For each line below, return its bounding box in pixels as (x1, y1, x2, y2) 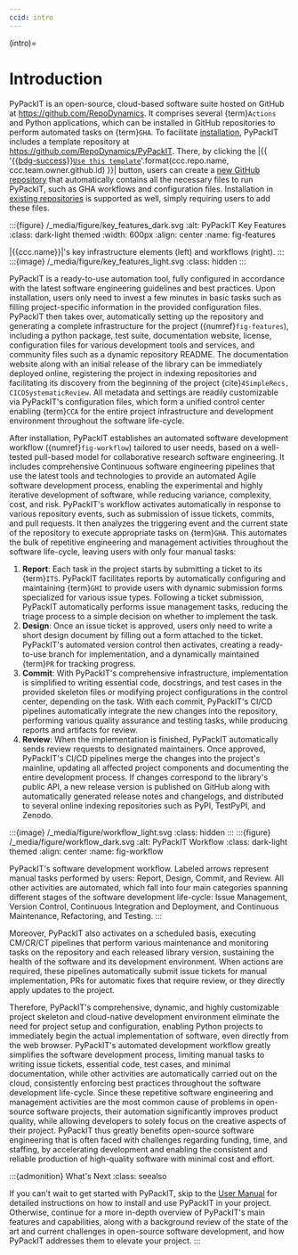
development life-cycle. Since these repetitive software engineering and (9, 1087, 274, 1097)
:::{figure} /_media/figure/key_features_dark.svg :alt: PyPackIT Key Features (9, 219, 286, 230)
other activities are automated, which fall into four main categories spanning (9, 882, 288, 892)
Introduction (9, 69, 103, 89)
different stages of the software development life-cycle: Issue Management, (9, 891, 288, 902)
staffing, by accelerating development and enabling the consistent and (9, 1144, 269, 1154)
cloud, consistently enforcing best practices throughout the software (9, 1078, 262, 1088)
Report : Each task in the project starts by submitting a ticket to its (21, 563, 262, 574)
